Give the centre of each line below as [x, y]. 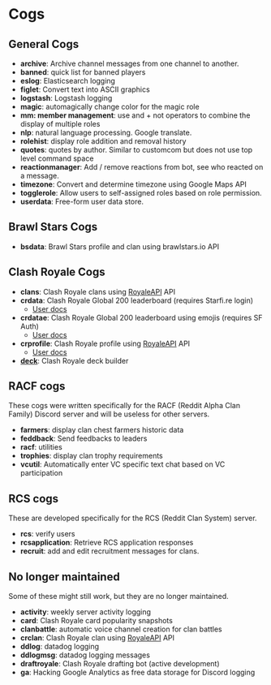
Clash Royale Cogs [57, 272]
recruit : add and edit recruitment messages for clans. [110, 551]
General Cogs [44, 44]
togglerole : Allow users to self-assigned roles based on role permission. [141, 193]
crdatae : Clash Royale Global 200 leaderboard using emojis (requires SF [141, 317]
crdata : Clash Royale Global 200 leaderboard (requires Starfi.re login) [137, 300]
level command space [57, 158]
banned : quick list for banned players [83, 72]
